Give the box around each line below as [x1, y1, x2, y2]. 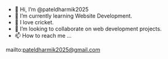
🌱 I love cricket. [14, 19, 54, 26]
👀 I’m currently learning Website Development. [14, 12, 132, 19]
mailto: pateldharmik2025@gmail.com [6, 46, 101, 53]
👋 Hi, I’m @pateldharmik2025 [14, 6, 89, 13]
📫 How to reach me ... [14, 32, 72, 39]
